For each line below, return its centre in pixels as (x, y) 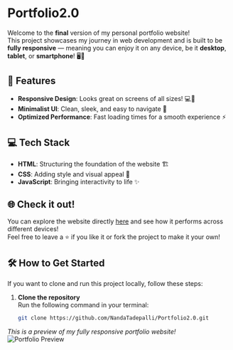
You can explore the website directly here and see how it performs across (115, 221)
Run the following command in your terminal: (83, 305)
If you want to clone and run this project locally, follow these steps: (105, 284)
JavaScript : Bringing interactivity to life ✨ (78, 181)
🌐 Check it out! (41, 204)
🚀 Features (32, 81)
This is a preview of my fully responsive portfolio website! (92, 332)
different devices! (33, 229)
